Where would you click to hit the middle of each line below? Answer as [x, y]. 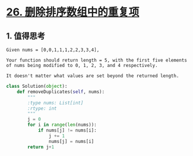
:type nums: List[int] [56, 103]
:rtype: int [42, 108]
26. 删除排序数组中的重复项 [73, 12]
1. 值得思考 [26, 36]
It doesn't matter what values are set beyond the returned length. [93, 76]
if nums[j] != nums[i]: [67, 130]
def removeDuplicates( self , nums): [61, 92]
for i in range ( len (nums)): [62, 125]
